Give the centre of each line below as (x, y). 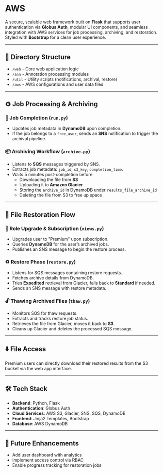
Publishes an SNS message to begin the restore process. (69, 249)
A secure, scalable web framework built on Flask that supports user (73, 22)
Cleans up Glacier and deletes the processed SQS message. (72, 329)
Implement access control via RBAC (48, 460)
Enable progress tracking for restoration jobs (57, 465)
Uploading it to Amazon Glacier (51, 184)
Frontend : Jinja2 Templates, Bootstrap (50, 418)
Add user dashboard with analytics (47, 455)
